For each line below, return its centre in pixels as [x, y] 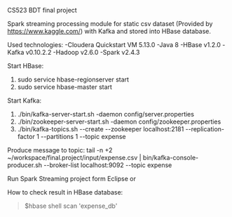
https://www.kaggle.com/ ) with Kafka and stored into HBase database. [109, 31]
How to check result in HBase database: [65, 192]
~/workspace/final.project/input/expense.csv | [74, 158]
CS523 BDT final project [42, 10]
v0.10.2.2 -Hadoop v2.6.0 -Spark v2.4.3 [83, 52]
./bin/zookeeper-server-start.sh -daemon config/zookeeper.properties [119, 121]
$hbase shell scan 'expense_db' [71, 206]
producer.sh [25, 165]
